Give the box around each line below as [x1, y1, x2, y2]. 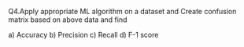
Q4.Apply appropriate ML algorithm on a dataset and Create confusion [8, 7, 237, 16]
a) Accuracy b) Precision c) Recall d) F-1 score [8, 31, 159, 39]
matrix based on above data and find [8, 15, 128, 24]
